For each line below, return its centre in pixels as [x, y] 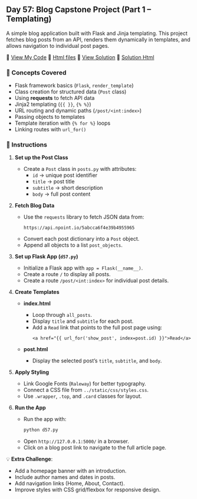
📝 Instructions [27, 145]
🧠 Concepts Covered [36, 72]
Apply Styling [32, 372]
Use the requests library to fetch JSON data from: [84, 217]
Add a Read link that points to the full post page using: [97, 328]
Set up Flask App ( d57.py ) [46, 257]
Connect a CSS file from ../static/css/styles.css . [86, 390]
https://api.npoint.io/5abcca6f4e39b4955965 [79, 228]
